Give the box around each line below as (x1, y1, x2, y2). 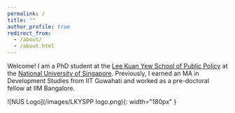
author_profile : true (7, 23, 71, 30)
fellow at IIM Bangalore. (7, 84, 76, 92)
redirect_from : (7, 29, 52, 37)
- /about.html (13, 43, 55, 50)
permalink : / (7, 10, 45, 17)
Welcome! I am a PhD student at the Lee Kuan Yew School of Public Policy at (7, 62, 228, 70)
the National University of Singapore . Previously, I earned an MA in (7, 69, 199, 77)
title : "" (7, 17, 36, 24)
